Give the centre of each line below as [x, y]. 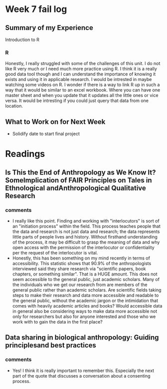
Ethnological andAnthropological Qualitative [76, 188]
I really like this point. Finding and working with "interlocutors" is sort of [86, 220]
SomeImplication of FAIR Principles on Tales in [79, 180]
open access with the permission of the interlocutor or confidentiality [83, 247]
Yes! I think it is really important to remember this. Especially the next [83, 370]
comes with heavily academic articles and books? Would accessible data [87, 305]
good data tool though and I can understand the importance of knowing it [81, 74]
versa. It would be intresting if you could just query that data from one [77, 100]
